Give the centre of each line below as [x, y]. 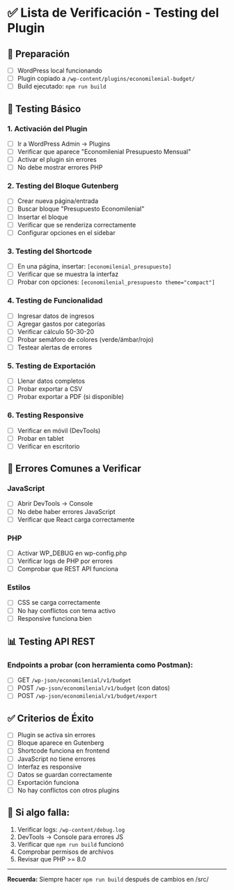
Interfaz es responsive [49, 767]
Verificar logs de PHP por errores [65, 561]
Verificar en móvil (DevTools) [59, 430]
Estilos [19, 587]
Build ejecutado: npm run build [62, 86]
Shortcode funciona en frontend [63, 751]
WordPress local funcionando [60, 70]
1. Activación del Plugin [47, 128]
